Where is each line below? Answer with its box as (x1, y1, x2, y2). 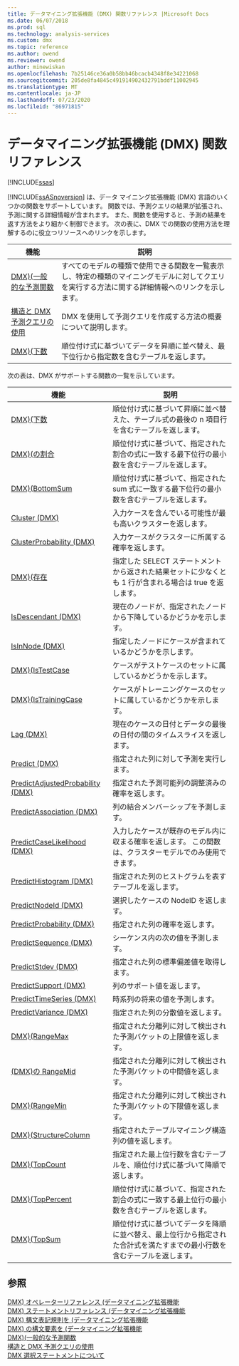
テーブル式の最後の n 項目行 (134, 414, 228, 424)
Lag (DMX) (11, 729, 48, 739)
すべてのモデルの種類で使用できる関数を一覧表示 (61, 261, 225, 271)
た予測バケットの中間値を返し (112, 1066, 213, 1076)
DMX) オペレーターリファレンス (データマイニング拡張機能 (7, 1298, 180, 1306)
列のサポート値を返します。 (112, 980, 205, 990)
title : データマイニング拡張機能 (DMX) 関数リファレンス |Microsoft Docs (7, 10, 209, 18)
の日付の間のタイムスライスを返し (112, 730, 226, 740)
